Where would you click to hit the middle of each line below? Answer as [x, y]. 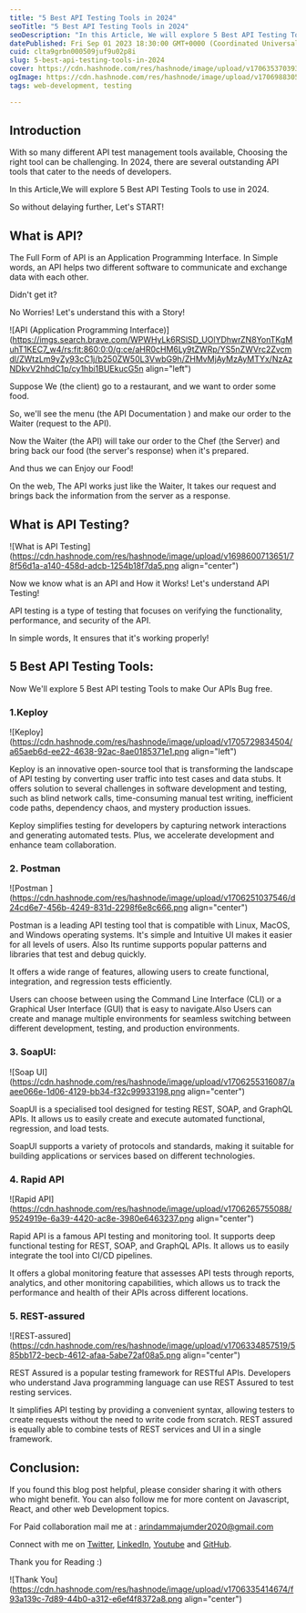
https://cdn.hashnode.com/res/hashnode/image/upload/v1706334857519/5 [154, 1346]
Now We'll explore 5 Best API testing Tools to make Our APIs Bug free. [141, 688]
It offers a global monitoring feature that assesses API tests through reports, [152, 1273]
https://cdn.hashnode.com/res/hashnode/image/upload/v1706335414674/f [153, 1589]
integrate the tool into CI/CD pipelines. [81, 1256]
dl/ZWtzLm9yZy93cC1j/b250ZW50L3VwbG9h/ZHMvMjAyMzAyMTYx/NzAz [151, 359]
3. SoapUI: [33, 1052]
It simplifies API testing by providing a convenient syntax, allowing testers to [152, 1410]
